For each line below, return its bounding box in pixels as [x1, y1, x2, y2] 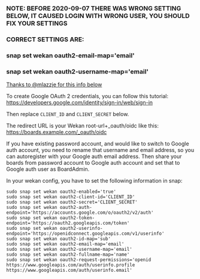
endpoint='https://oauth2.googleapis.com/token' [6, 220, 130, 226]
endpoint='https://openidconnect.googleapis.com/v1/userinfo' [6, 231, 165, 237]
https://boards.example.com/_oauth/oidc [6, 129, 107, 136]
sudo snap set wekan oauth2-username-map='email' [6, 247, 133, 253]
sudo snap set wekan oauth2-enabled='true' [6, 189, 117, 195]
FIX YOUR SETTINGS [6, 19, 68, 28]
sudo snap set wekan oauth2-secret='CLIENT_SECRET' [6, 199, 138, 205]
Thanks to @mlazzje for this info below [6, 81, 102, 88]
